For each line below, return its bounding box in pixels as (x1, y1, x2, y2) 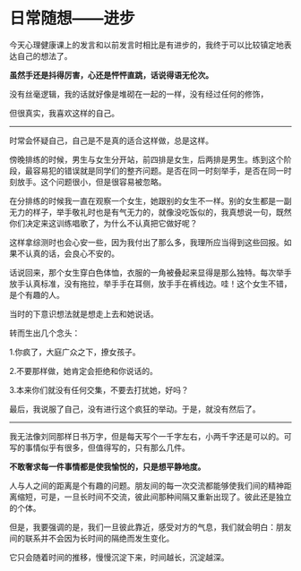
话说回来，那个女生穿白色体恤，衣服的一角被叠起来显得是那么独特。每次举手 (9, 267, 292, 277)
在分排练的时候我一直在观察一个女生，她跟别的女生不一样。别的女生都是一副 (9, 195, 292, 206)
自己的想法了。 (16, 50, 73, 61)
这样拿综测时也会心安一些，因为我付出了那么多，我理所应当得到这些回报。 (9, 236, 284, 247)
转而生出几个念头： (9, 328, 81, 338)
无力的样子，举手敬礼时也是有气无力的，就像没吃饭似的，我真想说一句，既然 (9, 207, 292, 217)
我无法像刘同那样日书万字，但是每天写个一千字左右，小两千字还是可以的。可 (9, 430, 292, 441)
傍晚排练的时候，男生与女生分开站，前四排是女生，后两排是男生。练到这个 (9, 154, 284, 165)
